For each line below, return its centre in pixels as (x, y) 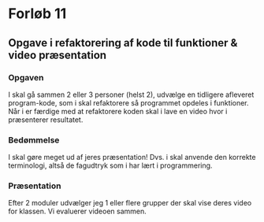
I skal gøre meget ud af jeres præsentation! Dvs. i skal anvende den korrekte (132, 157)
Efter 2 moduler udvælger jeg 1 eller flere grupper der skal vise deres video (130, 203)
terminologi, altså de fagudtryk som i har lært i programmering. (110, 165)
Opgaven (26, 77)
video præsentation (58, 55)
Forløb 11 (37, 14)
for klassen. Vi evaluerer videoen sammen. (78, 211)
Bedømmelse (34, 140)
